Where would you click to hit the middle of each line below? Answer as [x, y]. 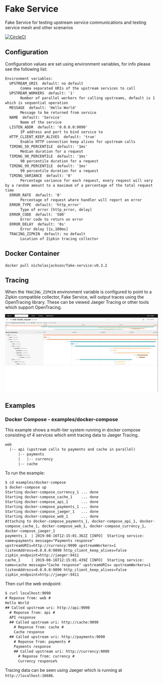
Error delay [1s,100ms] [44, 229]
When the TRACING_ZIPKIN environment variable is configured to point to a [78, 292]
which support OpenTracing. [33, 307]
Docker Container [32, 254]
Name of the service [41, 122]
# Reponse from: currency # [46, 656]
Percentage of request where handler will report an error [81, 200]
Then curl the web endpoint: [33, 584]
